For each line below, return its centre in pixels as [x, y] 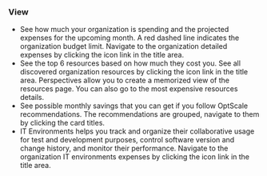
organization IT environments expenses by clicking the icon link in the [135, 157]
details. [32, 98]
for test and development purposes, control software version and [127, 140]
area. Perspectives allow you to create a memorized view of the [125, 80]
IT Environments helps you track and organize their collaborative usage [137, 131]
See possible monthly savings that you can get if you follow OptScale [134, 106]
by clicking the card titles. [62, 123]
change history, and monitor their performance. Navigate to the [124, 148]
